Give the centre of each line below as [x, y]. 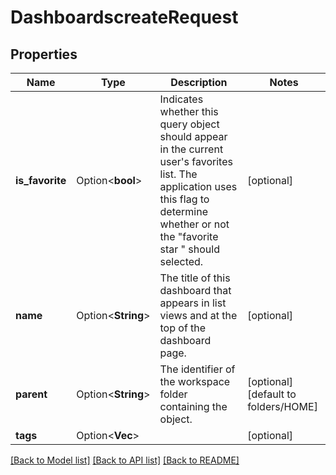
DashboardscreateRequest [124, 17]
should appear [193, 136]
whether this [189, 111]
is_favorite [41, 180]
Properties [44, 54]
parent [31, 394]
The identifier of [197, 369]
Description [199, 82]
